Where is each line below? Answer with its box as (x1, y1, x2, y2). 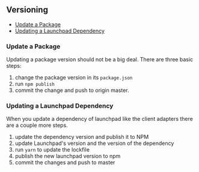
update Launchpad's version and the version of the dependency (14, 140, 174, 147)
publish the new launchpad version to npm (14, 153, 121, 160)
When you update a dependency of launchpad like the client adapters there (6, 115, 194, 123)
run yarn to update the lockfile (14, 146, 90, 153)
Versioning (6, 5, 48, 15)
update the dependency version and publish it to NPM (14, 134, 149, 141)
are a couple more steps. (6, 121, 68, 129)
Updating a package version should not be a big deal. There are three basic (6, 56, 194, 63)
